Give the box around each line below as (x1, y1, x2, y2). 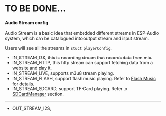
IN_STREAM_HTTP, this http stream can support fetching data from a (12, 60, 153, 66)
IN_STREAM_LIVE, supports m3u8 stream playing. (12, 70, 115, 76)
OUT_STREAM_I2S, (12, 105, 52, 111)
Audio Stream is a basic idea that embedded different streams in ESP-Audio (5, 30, 159, 36)
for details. (12, 81, 35, 87)
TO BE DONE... (5, 3, 66, 14)
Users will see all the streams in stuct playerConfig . (5, 45, 112, 51)
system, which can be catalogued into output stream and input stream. (5, 35, 149, 42)
